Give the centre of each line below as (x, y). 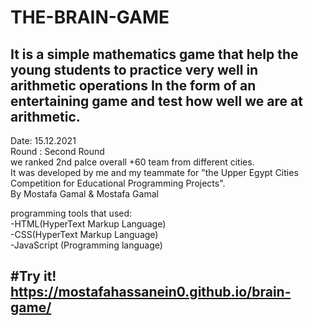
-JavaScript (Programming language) (86, 245)
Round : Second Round (57, 151)
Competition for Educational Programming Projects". (118, 183)
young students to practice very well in (134, 69)
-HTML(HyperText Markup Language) (88, 224)
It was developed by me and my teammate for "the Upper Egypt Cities (154, 172)
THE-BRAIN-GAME (90, 17)
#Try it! (33, 276)
